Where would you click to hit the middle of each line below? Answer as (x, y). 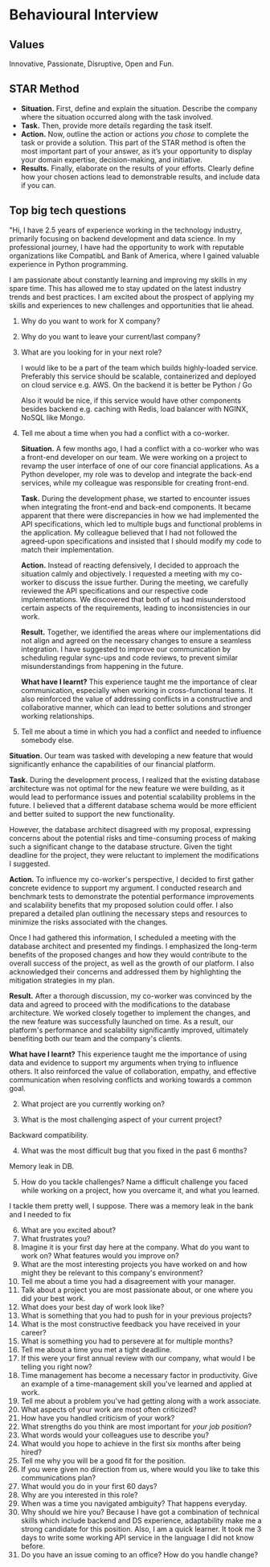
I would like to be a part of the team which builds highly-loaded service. (139, 367)
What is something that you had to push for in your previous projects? (136, 1315)
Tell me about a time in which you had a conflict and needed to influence (141, 731)
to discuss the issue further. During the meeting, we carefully (147, 582)
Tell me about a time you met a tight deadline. (96, 1349)
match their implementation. (67, 549)
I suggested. (30, 863)
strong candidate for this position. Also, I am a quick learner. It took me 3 (141, 1528)
